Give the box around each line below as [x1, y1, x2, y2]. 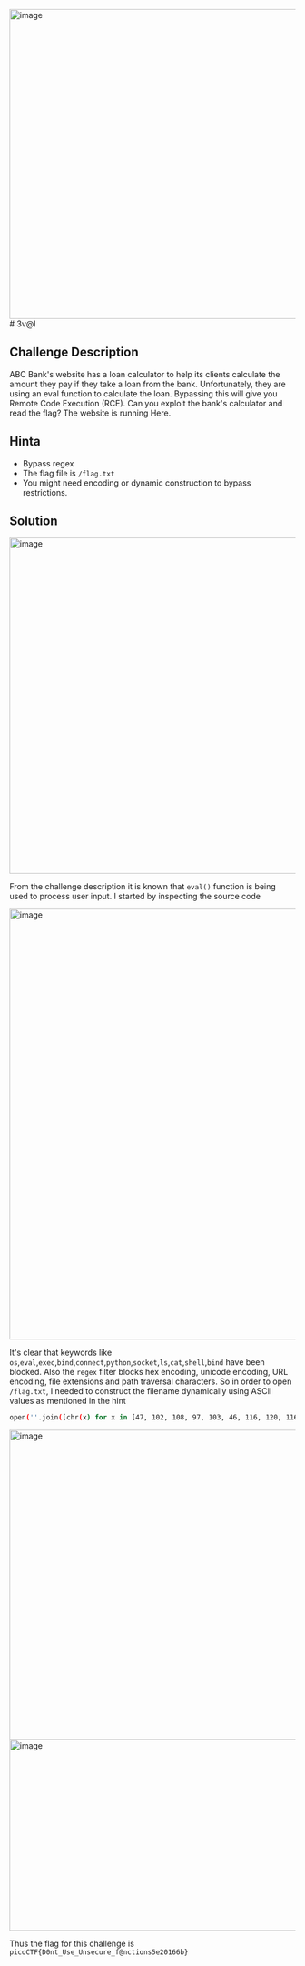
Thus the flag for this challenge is [9, 1938, 134, 1950]
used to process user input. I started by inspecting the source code [9, 891, 261, 902]
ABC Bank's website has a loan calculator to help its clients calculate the [9, 368, 280, 379]
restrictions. [22, 486, 68, 497]
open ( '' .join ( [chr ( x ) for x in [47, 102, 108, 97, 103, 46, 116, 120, [9, 1413, 282, 1422]
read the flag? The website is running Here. [9, 407, 172, 418]
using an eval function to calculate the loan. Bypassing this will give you [9, 387, 278, 399]
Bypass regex [22, 457, 74, 468]
